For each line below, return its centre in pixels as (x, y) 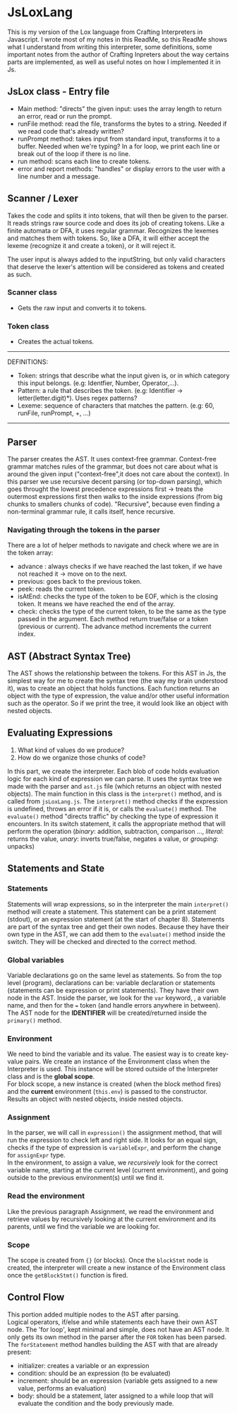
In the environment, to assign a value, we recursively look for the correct (113, 1162)
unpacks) (21, 846)
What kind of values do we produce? (71, 750)
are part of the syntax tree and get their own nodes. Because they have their (118, 926)
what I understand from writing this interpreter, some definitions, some (110, 47)
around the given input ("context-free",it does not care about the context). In (118, 473)
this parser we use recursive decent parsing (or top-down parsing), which (115, 481)
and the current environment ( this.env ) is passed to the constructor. (108, 1092)
